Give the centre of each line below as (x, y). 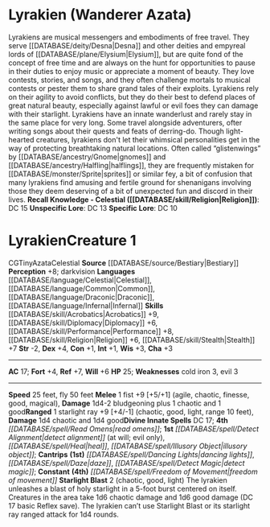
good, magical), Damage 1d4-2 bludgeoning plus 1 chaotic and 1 (115, 403)
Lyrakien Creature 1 (72, 241)
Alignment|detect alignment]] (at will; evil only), (87, 437)
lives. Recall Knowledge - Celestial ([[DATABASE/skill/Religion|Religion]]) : (134, 200)
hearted (21, 139)
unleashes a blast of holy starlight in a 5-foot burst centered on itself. (123, 488)
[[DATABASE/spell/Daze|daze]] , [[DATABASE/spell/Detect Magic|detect (127, 463)
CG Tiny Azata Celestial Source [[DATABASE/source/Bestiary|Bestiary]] (124, 262)
